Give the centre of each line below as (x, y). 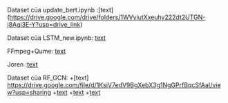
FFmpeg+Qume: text (37, 51)
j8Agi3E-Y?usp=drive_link (44, 24)
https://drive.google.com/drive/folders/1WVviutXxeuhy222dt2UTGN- (107, 17)
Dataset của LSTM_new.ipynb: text (56, 38)
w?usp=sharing (29, 92)
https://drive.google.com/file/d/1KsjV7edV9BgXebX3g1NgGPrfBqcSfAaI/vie (114, 85)
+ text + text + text (77, 92)
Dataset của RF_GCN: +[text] (48, 78)
